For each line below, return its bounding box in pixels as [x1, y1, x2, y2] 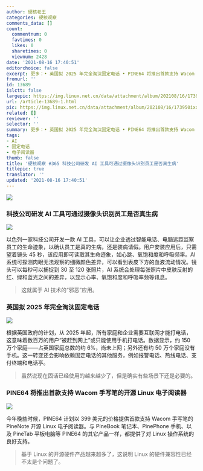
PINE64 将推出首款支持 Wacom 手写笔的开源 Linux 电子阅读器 [6, 389, 187, 397]
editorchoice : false [6, 65, 59, 71]
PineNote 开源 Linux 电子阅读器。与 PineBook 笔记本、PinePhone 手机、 [6, 422, 187, 429]
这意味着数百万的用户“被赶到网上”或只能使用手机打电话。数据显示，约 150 [6, 336, 191, 344]
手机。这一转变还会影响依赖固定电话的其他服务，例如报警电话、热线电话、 [6, 351, 192, 359]
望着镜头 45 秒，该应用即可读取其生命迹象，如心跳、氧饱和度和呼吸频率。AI [6, 251, 196, 258]
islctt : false [6, 88, 42, 94]
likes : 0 [11, 43, 34, 49]
